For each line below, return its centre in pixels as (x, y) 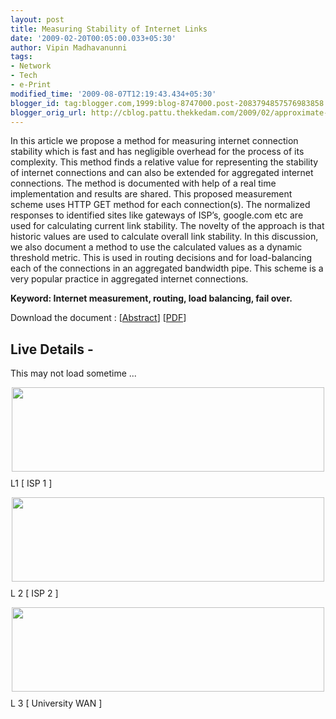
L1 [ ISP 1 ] (31, 483)
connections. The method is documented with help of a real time (143, 183)
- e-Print (31, 85)
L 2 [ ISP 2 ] (34, 593)
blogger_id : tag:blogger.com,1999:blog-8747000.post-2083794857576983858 (167, 103)
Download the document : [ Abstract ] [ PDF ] (98, 318)
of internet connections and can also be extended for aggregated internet (162, 173)
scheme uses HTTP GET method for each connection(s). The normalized (160, 205)
